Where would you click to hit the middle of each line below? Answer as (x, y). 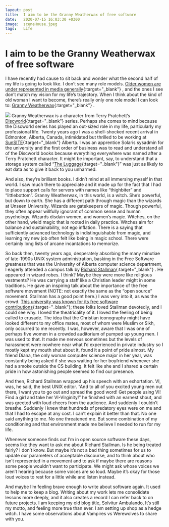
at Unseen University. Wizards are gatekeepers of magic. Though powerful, (84, 206)
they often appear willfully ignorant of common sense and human (73, 211)
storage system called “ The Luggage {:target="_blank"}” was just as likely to (84, 164)
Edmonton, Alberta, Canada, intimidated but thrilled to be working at (76, 137)
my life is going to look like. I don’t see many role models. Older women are (83, 84)
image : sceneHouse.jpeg (31, 24)
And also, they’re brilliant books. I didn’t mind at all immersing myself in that (84, 179)
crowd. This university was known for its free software (62, 302)
